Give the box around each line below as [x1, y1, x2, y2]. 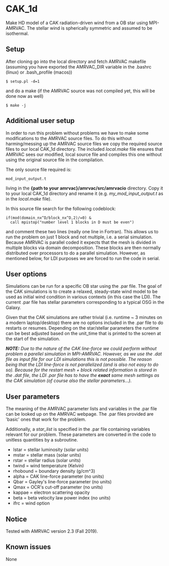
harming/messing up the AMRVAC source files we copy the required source [6, 141, 162, 147]
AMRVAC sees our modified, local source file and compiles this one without [6, 151, 162, 157]
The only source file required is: [6, 166, 72, 172]
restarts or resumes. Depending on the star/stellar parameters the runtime [6, 325, 159, 331]
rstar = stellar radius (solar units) [13, 457, 81, 464]
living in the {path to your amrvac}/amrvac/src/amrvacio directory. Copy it [6, 185, 163, 191]
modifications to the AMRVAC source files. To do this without [6, 135, 132, 141]
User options [6, 270, 47, 278]
